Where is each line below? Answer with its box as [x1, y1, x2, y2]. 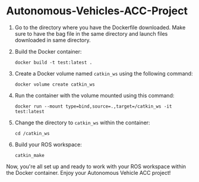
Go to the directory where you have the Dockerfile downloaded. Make [14, 24, 186, 31]
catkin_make [14, 152, 45, 158]
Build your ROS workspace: [14, 141, 82, 148]
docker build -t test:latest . [14, 59, 93, 65]
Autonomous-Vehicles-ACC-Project [6, 4, 188, 18]
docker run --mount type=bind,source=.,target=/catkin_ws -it [14, 103, 172, 109]
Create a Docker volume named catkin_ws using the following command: [14, 70, 193, 77]
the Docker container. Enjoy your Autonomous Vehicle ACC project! [6, 169, 171, 176]
